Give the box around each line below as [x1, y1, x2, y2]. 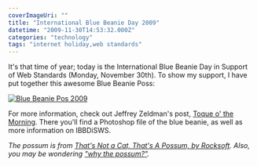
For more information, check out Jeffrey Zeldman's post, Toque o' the [8, 109, 234, 118]
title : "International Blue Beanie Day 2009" [8, 19, 160, 27]
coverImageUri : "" [8, 11, 68, 20]
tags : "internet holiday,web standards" [8, 41, 143, 49]
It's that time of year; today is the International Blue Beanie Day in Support [8, 62, 248, 71]
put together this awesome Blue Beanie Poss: [8, 79, 156, 88]
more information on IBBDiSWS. [8, 126, 112, 135]
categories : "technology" [8, 33, 93, 41]
